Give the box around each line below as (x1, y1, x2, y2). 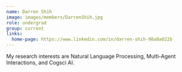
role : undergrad (6, 20, 47, 26)
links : (6, 31, 23, 37)
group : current (6, 25, 44, 32)
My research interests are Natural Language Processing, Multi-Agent (6, 53, 176, 60)
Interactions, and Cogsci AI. (6, 59, 75, 66)
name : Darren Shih (6, 8, 52, 15)
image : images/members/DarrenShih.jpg (6, 14, 103, 20)
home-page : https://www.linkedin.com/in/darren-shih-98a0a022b (11, 36, 172, 42)
